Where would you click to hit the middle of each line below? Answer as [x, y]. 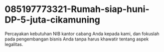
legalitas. [14, 44]
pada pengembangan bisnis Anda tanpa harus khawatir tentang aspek [77, 39]
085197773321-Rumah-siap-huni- [77, 9]
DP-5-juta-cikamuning [52, 20]
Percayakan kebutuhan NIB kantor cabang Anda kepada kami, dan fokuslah [82, 33]
